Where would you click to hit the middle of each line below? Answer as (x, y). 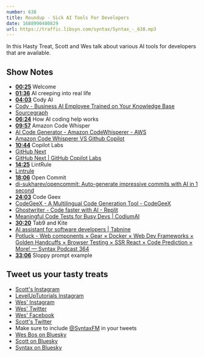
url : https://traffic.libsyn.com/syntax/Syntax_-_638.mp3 (81, 29)
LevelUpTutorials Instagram (49, 295)
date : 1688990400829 (33, 23)
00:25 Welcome (36, 87)
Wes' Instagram (35, 302)
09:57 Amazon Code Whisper (52, 126)
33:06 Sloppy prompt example (54, 255)
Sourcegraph (32, 113)
